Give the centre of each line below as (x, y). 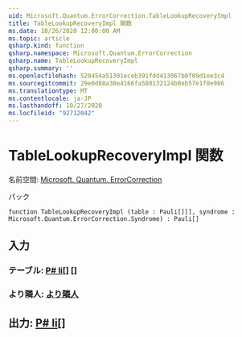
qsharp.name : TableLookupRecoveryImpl (73, 61)
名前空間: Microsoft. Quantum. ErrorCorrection (85, 179)
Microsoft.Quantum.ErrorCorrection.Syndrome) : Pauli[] (104, 218)
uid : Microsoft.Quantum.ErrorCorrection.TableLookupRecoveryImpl (120, 16)
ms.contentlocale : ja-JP (50, 98)
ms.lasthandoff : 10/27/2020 (55, 106)
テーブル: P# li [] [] (43, 271)
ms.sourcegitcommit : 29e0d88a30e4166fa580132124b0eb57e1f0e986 (117, 83)
